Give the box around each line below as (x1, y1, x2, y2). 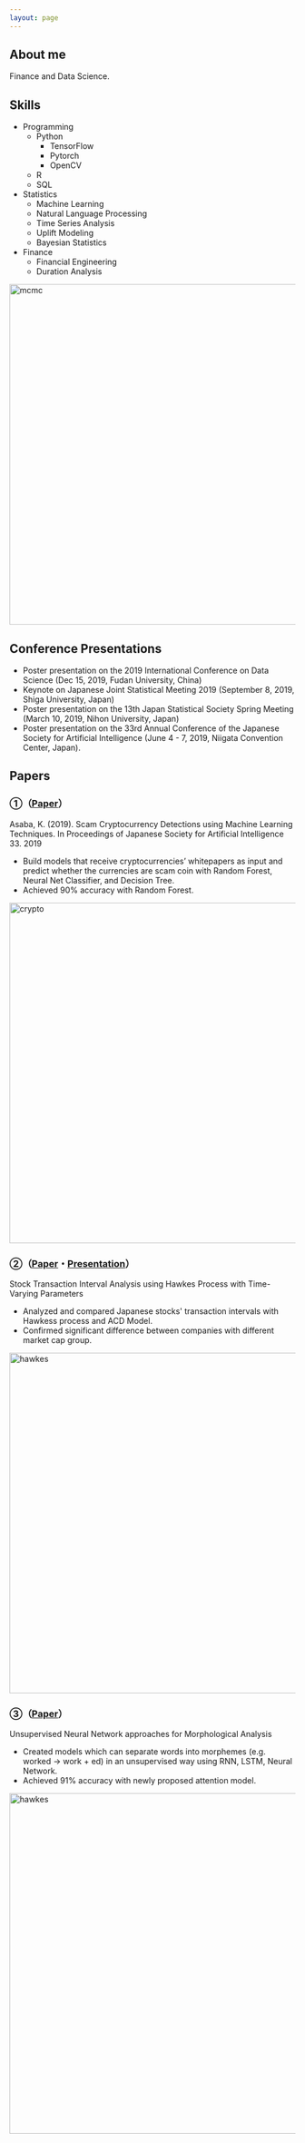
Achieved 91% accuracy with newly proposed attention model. (22, 1775, 257, 1786)
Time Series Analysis (35, 218, 115, 229)
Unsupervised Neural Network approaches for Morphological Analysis (9, 1729, 272, 1740)
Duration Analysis (35, 266, 103, 277)
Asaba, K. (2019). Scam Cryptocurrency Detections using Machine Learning (9, 818, 293, 829)
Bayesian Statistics (35, 237, 107, 248)
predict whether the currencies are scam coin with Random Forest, (22, 864, 273, 876)
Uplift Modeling (35, 228, 93, 239)
